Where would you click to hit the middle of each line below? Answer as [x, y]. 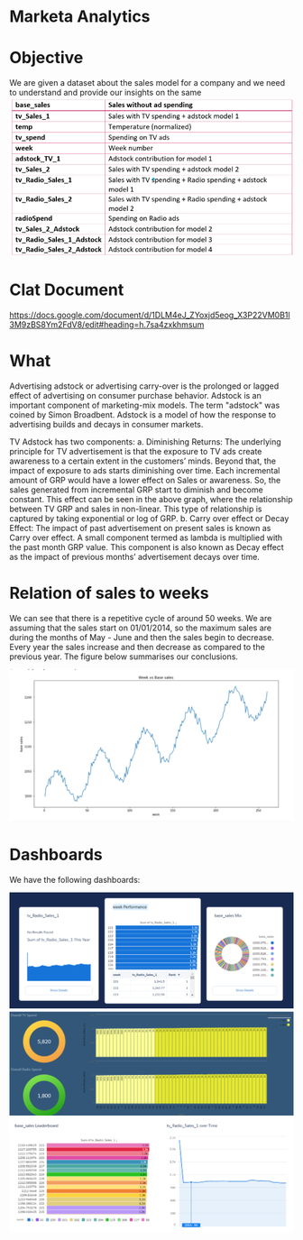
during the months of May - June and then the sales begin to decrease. [142, 637]
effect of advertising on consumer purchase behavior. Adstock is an [135, 395]
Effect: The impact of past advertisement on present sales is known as [140, 528]
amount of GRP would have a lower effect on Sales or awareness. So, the [145, 480]
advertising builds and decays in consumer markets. [106, 424]
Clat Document [67, 290]
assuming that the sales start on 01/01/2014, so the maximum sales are [141, 628]
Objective [46, 58]
